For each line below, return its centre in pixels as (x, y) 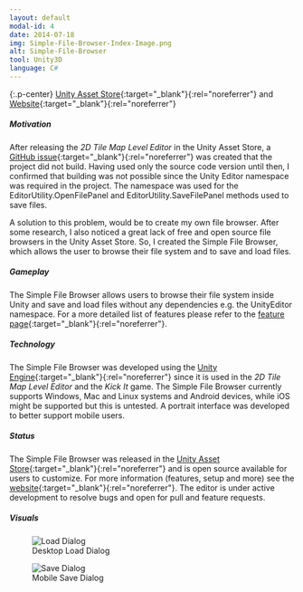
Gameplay (29, 272)
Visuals (24, 518)
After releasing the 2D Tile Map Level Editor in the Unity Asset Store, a (140, 147)
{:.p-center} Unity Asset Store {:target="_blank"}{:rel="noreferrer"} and (142, 94)
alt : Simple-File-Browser (58, 52)
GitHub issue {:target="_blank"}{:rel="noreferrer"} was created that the (141, 157)
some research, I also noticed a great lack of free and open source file (140, 232)
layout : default (40, 18)
